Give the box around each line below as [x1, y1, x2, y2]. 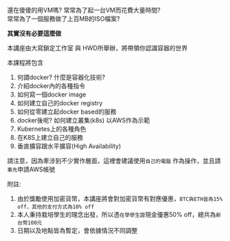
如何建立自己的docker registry [16, 99, 103, 107]
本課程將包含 [7, 59, 43, 67]
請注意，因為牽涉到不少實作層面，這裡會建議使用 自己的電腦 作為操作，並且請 [7, 157, 221, 165]
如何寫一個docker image [16, 90, 87, 98]
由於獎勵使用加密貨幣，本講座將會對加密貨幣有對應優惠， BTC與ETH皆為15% [16, 195, 223, 202]
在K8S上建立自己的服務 [16, 134, 84, 141]
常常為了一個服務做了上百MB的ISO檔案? [7, 14, 120, 23]
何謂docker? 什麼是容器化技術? [16, 73, 105, 81]
